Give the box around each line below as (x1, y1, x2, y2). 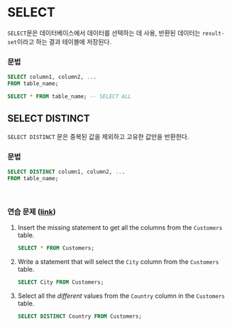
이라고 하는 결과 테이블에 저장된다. (16, 37, 112, 46)
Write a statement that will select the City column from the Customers (17, 257, 219, 266)
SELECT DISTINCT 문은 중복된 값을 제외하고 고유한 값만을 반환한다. (7, 132, 189, 140)
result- (201, 30, 225, 37)
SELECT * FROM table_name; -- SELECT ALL (7, 93, 132, 100)
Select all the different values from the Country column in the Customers (17, 292, 226, 300)
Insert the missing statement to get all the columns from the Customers (17, 223, 223, 232)
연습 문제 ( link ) (7, 206, 56, 216)
